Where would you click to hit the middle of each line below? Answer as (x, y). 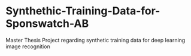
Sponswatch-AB (47, 24)
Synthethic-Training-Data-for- (83, 11)
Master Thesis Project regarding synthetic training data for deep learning (95, 40)
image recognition (28, 46)
